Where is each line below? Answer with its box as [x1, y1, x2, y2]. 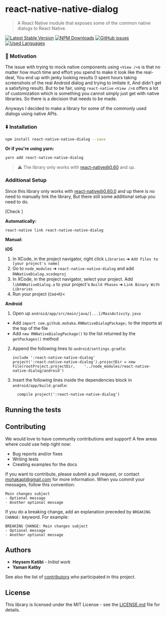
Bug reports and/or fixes [12, 451, 63, 457]
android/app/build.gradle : [12, 382, 68, 388]
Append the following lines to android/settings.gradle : [12, 345, 127, 352]
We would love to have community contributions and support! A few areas [5, 436, 157, 442]
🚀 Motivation [5, 52, 37, 59]
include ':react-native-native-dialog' [12, 355, 96, 360]
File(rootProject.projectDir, [12, 364, 76, 369]
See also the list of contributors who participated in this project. [5, 574, 136, 580]
